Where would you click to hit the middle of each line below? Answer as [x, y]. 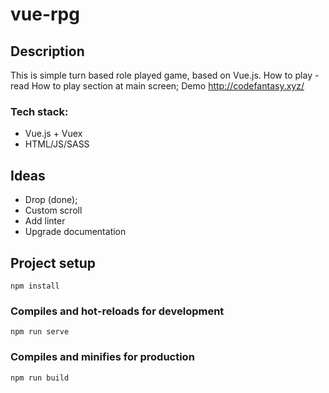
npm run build [40, 378]
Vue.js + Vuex [53, 134]
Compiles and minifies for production [102, 357]
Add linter [45, 221]
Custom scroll [53, 210]
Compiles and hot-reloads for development [117, 311]
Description [47, 51]
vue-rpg [45, 14]
